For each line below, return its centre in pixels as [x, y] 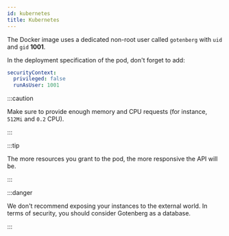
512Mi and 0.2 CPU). [36, 119]
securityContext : [32, 73]
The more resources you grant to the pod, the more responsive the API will [112, 159]
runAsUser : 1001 [36, 85]
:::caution [21, 98]
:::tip [13, 145]
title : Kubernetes [33, 20]
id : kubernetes [29, 13]
